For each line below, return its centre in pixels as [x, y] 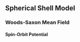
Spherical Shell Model [40, 8]
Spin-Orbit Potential [27, 34]
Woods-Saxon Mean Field [37, 22]
